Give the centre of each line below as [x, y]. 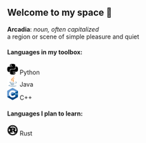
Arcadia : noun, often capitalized [53, 29]
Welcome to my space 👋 [60, 13]
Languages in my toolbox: [45, 52]
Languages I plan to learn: [45, 113]
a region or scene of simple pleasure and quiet [73, 36]
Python [30, 72]
